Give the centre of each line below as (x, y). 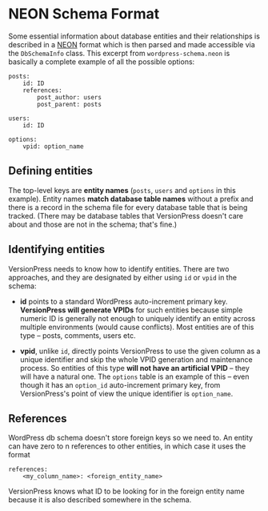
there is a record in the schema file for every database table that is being (128, 207)
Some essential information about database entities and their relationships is (134, 36)
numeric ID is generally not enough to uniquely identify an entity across (138, 318)
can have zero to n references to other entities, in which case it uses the (127, 446)
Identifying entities (57, 249)
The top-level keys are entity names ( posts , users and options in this (122, 190)
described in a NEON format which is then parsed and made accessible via (132, 44)
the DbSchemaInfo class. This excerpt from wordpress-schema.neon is (119, 53)
